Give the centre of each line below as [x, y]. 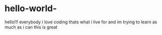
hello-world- [31, 9]
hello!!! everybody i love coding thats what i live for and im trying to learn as [81, 22]
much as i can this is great [31, 27]
